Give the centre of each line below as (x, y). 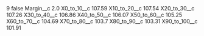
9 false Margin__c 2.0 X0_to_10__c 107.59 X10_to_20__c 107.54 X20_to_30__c (100, 8)
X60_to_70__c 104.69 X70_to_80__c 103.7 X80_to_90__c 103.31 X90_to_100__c (102, 21)
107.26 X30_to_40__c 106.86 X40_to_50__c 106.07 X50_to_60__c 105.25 (94, 15)
